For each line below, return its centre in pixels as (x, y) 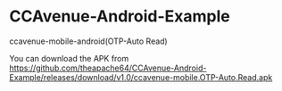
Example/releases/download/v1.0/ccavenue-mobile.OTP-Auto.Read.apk (141, 77)
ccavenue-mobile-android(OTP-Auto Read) (88, 41)
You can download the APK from (69, 58)
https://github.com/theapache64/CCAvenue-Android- (108, 68)
